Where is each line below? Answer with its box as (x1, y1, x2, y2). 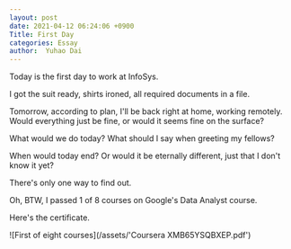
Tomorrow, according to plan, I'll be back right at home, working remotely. (9, 106, 283, 117)
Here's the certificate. (9, 212, 90, 223)
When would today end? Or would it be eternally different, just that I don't (9, 150, 281, 162)
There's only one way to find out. (9, 177, 132, 189)
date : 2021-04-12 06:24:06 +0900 (9, 22, 135, 31)
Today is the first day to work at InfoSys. (9, 71, 159, 82)
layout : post (9, 13, 58, 22)
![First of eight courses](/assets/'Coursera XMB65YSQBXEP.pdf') (9, 230, 251, 241)
